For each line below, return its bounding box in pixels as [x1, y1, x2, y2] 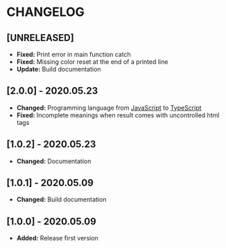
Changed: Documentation [16, 157, 92, 165]
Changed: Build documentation [16, 195, 107, 204]
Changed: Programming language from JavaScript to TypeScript [16, 104, 202, 112]
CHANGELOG [6, 4, 85, 20]
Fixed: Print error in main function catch [16, 50, 131, 58]
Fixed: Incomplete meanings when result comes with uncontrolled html [16, 110, 220, 119]
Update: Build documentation [16, 65, 101, 73]
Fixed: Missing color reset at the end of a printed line [16, 58, 168, 66]
